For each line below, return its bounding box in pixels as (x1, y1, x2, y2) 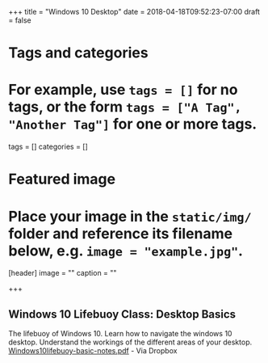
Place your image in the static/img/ (8, 207, 252, 226)
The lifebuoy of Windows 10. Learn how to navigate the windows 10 (8, 329, 232, 339)
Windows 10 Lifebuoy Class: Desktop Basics (8, 307, 237, 321)
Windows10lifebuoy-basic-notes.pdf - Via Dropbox (8, 346, 178, 356)
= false (8, 15, 31, 25)
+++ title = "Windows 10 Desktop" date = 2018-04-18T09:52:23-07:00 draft (8, 7, 261, 16)
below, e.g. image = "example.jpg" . (8, 242, 244, 260)
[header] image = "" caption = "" (8, 268, 117, 278)
